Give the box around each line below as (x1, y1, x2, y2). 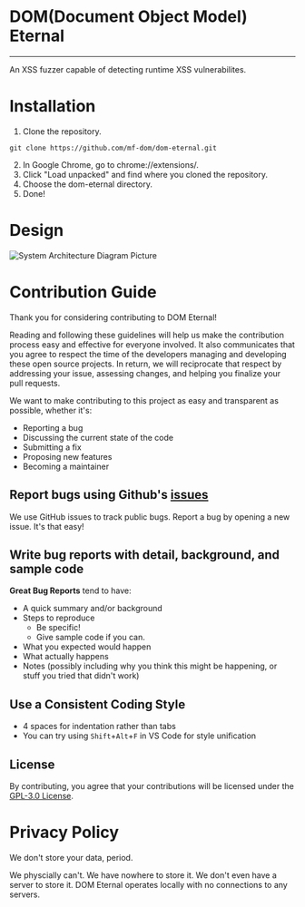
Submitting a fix (22, 442, 82, 453)
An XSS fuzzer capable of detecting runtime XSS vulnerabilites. (9, 63, 247, 74)
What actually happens (22, 651, 109, 662)
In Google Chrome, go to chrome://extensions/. (22, 159, 200, 170)
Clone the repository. (22, 125, 102, 137)
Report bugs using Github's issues (9, 487, 209, 502)
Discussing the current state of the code (22, 432, 174, 443)
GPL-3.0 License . (9, 791, 74, 801)
